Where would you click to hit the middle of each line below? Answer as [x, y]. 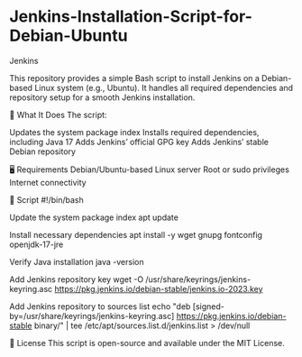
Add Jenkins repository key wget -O [77, 279]
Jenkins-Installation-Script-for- [131, 17]
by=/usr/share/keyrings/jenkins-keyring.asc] [92, 316]
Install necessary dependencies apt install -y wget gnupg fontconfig [136, 234]
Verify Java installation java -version [77, 261]
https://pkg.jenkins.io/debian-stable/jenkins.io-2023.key [159, 288]
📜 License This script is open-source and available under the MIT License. [147, 343]
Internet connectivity [48, 182]
